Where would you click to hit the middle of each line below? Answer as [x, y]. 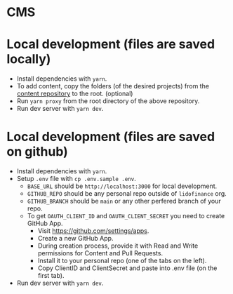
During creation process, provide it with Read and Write [118, 246]
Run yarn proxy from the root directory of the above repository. [108, 101]
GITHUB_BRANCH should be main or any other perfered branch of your [124, 201]
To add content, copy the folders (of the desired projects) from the [113, 86]
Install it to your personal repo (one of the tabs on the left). [122, 261]
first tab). [51, 276]
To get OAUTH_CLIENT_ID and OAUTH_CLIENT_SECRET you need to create [126, 216]
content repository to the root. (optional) [75, 94]
